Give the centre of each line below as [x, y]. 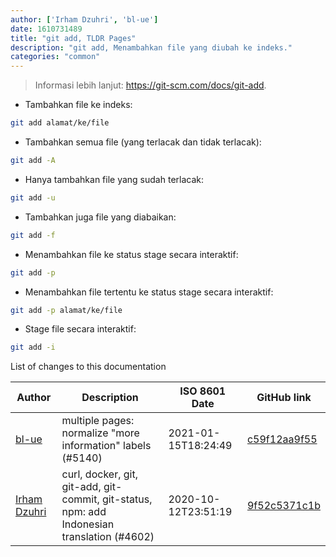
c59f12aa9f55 [282, 439]
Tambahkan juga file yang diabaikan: [100, 217]
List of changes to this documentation [88, 367]
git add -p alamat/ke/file [66, 310]
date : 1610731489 [46, 29]
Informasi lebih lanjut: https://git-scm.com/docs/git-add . [150, 85]
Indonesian [88, 524]
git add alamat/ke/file [60, 123]
